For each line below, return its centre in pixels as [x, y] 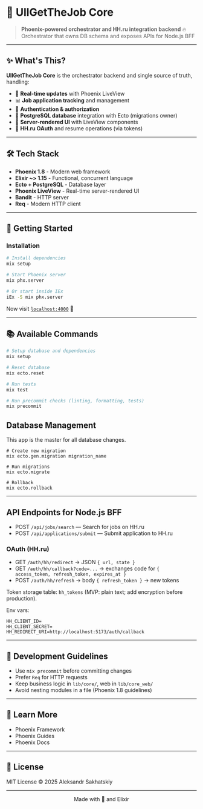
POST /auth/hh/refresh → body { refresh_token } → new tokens [97, 581]
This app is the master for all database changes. [66, 440]
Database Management [51, 425]
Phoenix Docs [32, 742]
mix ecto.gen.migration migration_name [56, 456]
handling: [18, 82]
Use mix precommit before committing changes [73, 671]
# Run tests [21, 384]
